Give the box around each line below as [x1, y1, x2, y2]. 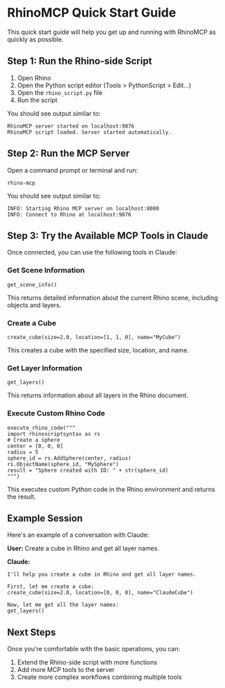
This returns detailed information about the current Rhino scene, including [7, 293, 218, 302]
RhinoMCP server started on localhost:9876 [7, 123, 135, 130]
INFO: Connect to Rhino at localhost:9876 [7, 211, 132, 218]
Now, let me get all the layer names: [7, 601, 119, 608]
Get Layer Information [7, 363, 83, 372]
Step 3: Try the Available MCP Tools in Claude [7, 230, 209, 241]
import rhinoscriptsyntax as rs [7, 430, 100, 438]
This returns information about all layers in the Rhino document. [7, 391, 189, 399]
